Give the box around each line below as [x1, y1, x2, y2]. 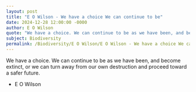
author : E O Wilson [6, 24, 54, 31]
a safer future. [6, 69, 40, 76]
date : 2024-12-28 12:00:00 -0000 [6, 19, 87, 25]
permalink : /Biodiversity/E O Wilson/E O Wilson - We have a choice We [6, 41, 184, 47]
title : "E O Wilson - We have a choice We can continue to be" [6, 14, 163, 20]
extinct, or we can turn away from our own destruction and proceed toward [6, 63, 187, 70]
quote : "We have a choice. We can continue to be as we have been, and [6, 30, 184, 36]
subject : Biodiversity [6, 36, 61, 41]
